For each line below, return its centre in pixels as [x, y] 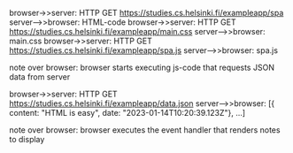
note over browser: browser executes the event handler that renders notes [145, 130]
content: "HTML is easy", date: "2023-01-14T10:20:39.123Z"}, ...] [127, 113]
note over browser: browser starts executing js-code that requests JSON [142, 67]
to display [27, 139]
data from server [40, 77]
